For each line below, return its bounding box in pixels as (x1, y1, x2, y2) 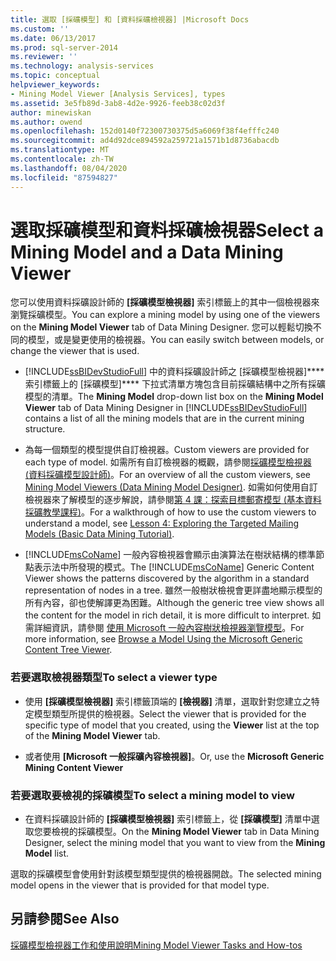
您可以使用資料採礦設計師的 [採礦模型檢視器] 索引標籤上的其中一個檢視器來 (10, 296, 320, 308)
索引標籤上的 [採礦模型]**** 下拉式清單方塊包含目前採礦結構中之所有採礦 (24, 378, 326, 390)
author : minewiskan (10, 107, 92, 118)
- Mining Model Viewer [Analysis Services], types (10, 89, 226, 99)
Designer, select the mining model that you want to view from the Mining (24, 837, 326, 849)
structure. (24, 423, 66, 435)
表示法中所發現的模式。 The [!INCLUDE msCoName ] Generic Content (33, 561, 315, 573)
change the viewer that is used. (10, 345, 140, 357)
